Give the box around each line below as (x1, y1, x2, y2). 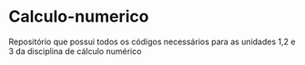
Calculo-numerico (8, 6, 149, 27)
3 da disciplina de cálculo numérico (8, 45, 142, 56)
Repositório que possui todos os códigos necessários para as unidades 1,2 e (8, 36, 296, 47)
